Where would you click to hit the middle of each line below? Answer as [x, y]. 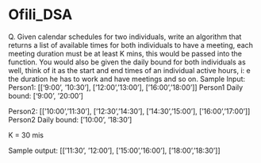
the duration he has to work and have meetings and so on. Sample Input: [127, 79]
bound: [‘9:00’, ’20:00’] [46, 95]
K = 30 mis [26, 135]
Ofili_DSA [40, 15]
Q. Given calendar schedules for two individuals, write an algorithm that [125, 37]
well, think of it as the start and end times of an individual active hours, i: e [130, 70]
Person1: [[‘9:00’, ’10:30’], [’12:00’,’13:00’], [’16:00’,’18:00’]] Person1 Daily [126, 87]
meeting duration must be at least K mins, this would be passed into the [125, 53]
